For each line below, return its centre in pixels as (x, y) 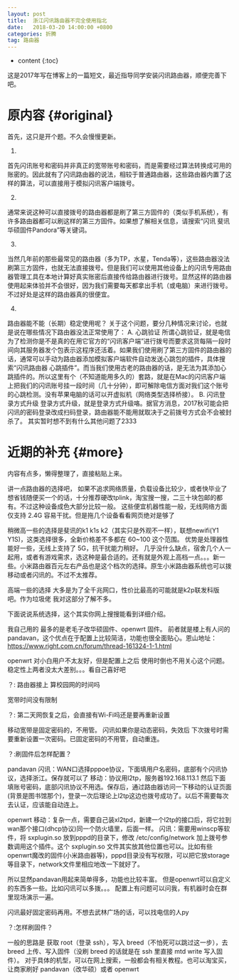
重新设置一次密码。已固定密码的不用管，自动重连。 (88, 739)
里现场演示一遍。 (32, 897)
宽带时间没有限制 (32, 700)
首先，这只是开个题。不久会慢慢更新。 (63, 137)
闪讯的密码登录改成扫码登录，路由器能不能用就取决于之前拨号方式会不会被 (116, 412)
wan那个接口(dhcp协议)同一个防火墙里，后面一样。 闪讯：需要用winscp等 (116, 829)
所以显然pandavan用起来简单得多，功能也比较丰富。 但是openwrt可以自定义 (119, 879)
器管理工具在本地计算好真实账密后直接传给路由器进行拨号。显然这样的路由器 (119, 277)
